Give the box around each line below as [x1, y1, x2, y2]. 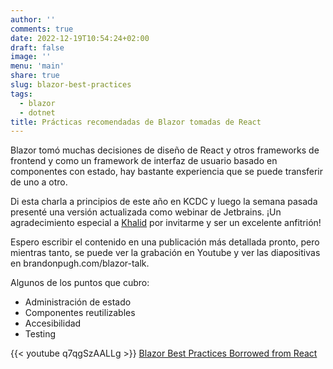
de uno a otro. [10, 176, 68, 188]
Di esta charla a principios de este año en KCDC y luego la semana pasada [10, 196, 318, 208]
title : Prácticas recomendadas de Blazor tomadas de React [10, 117, 262, 127]
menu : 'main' [10, 61, 65, 71]
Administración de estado [24, 296, 132, 308]
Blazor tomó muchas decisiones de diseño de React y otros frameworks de [10, 144, 320, 156]
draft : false [10, 42, 65, 53]
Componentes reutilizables [24, 307, 136, 319]
